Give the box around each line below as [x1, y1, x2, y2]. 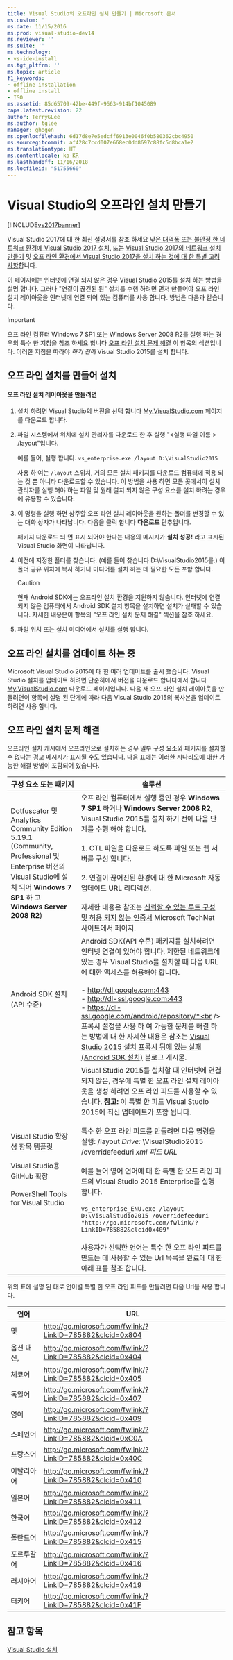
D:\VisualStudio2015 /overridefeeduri [80, 1212, 209, 1219]
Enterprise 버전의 [10, 862, 66, 871]
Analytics [10, 815, 42, 825]
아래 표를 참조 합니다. [80, 1263, 146, 1273]
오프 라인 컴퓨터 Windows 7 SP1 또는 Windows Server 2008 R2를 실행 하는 [7, 330, 215, 338]
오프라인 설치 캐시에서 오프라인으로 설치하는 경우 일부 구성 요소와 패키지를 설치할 [7, 744, 226, 752]
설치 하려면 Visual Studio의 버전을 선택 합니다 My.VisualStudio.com [17, 407, 204, 415]
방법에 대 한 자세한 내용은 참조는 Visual [89, 1032, 210, 1041]
